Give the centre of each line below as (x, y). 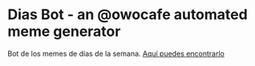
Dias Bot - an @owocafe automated (127, 15)
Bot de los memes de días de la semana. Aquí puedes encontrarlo (116, 53)
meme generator (64, 31)
